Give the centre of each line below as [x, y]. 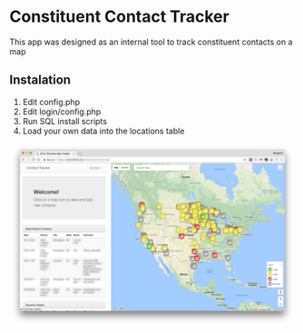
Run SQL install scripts [64, 121]
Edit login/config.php [62, 112]
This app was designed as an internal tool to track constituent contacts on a [151, 42]
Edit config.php [51, 102]
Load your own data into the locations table [103, 131]
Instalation [40, 80]
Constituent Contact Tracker [119, 17]
